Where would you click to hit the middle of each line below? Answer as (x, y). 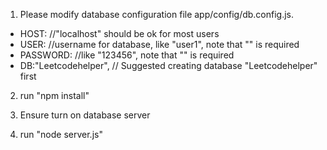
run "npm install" (54, 95)
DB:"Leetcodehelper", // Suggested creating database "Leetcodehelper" (168, 65)
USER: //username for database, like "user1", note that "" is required (159, 44)
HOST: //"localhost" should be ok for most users (119, 33)
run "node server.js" (61, 134)
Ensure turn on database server (85, 115)
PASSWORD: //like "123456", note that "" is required (127, 55)
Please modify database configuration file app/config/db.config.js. (157, 14)
